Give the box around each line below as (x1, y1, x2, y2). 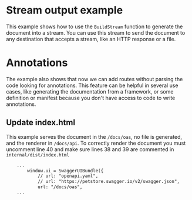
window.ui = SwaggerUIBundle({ (27, 168, 104, 174)
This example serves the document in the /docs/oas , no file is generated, (6, 133, 183, 140)
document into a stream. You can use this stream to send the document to (6, 29, 186, 36)
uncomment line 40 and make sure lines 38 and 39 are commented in (6, 145, 174, 153)
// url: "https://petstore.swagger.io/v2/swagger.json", (37, 179, 180, 185)
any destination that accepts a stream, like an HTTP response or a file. (6, 35, 176, 42)
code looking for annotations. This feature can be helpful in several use (6, 82, 178, 89)
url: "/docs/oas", (37, 184, 83, 190)
